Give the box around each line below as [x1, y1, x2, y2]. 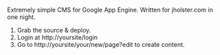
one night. [7, 13, 36, 21]
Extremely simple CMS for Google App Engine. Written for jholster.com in [7, 6, 214, 14]
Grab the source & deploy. [16, 26, 91, 34]
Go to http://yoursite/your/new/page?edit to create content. [16, 41, 185, 48]
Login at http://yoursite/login [16, 33, 98, 41]
